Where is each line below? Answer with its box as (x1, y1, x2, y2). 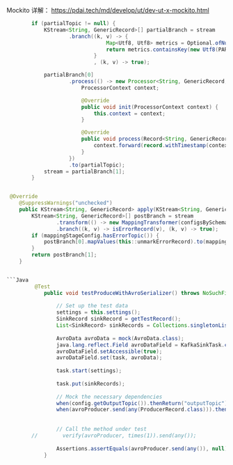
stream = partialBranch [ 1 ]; (43, 168, 126, 175)
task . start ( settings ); (56, 367, 122, 374)
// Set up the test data (56, 303, 129, 310)
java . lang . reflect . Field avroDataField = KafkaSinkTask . (56, 341, 225, 349)
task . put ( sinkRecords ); (56, 380, 126, 387)
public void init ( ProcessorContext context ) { (81, 103, 218, 110)
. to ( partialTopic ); (68, 161, 126, 169)
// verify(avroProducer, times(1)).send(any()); (31, 432, 197, 439)
